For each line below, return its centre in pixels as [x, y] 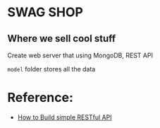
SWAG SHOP [45, 12]
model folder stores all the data [51, 69]
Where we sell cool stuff [62, 39]
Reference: [41, 98]
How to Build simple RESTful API [64, 117]
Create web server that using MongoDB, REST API [80, 55]
